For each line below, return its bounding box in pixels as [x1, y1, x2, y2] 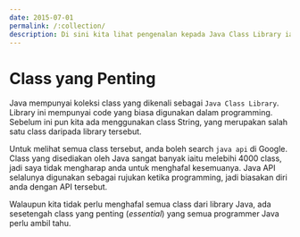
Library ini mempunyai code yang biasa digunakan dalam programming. [9, 107, 273, 118]
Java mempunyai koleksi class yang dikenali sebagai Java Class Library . [9, 97, 279, 108]
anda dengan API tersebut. [9, 182, 108, 192]
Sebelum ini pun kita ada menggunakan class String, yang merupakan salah [9, 117, 288, 128]
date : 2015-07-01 [9, 13, 74, 22]
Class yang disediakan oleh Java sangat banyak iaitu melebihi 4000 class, [9, 153, 283, 164]
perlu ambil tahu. [9, 218, 71, 229]
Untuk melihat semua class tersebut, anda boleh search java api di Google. [9, 144, 288, 155]
